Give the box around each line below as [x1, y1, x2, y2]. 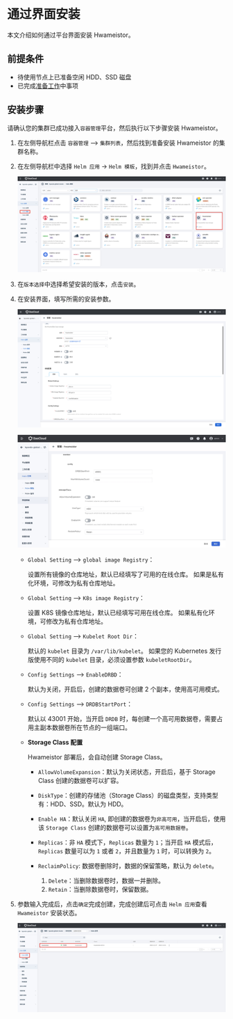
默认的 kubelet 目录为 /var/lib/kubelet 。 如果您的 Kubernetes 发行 [27, 647, 222, 655]
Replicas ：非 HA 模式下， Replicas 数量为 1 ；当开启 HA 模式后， [37, 838, 217, 846]
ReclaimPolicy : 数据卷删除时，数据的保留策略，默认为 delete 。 [37, 861, 218, 870]
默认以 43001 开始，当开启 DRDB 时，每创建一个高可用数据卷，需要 [27, 714, 217, 722]
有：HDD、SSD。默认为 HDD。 [37, 800, 128, 808]
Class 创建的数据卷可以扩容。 [37, 776, 123, 784]
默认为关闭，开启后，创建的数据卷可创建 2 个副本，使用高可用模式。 [27, 685, 224, 693]
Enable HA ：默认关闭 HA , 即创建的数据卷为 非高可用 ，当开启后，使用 [37, 814, 226, 823]
